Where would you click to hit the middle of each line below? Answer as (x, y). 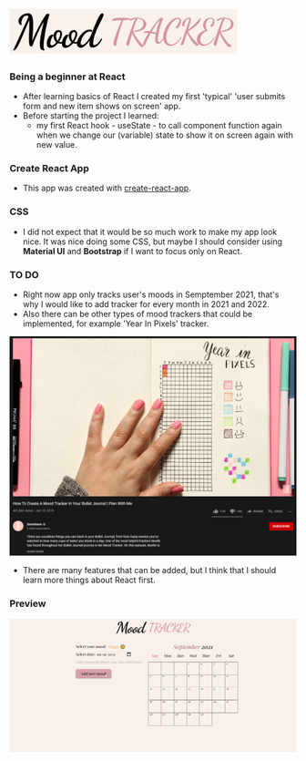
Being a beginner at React (67, 77)
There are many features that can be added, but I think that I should (149, 571)
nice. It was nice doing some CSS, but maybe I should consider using (153, 242)
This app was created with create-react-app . (107, 188)
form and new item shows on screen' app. (102, 106)
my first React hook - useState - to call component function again (159, 125)
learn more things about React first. (89, 580)
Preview (28, 603)
